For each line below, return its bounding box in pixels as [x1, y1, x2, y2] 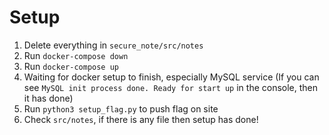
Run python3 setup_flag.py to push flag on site [23, 102, 219, 115]
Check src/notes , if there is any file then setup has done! [23, 113, 259, 125]
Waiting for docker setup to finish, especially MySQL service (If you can [23, 71, 320, 83]
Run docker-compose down [23, 49, 129, 61]
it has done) [23, 92, 74, 104]
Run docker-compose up [23, 60, 119, 72]
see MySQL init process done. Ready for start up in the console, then [23, 81, 319, 93]
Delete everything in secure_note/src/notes [23, 39, 204, 51]
